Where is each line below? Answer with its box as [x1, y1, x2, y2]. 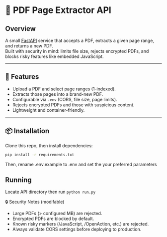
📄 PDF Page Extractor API [5, 4, 112, 16]
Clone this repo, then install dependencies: [5, 142, 93, 149]
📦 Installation [5, 127, 50, 135]
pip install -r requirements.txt [5, 152, 75, 157]
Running [5, 176, 32, 184]
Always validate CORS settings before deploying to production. [12, 227, 142, 233]
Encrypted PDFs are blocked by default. [12, 216, 94, 222]
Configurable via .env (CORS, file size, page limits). [12, 96, 118, 102]
